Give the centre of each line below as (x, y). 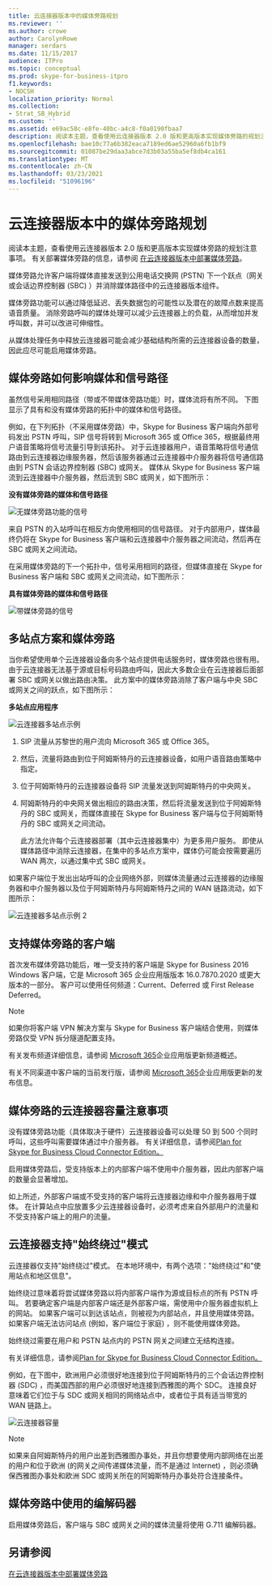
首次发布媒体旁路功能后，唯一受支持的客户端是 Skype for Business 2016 (129, 965)
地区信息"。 (56, 1275)
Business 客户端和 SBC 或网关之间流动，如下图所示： (98, 576)
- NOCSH (21, 91)
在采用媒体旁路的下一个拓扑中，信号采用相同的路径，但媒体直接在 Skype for (136, 566)
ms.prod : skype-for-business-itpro (68, 76)
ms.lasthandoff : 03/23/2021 (56, 174)
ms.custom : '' (32, 121)
